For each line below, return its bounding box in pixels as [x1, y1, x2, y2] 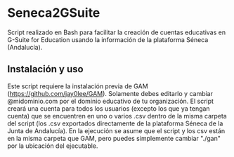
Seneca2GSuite [7, 5, 100, 21]
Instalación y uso [7, 63, 84, 75]
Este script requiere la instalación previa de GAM [7, 82, 149, 90]
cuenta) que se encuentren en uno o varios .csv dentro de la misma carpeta [7, 111, 227, 120]
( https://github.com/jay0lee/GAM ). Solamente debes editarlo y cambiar [7, 89, 213, 97]
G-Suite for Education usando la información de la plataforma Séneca [7, 35, 209, 43]
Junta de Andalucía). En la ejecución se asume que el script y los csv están [7, 126, 226, 135]
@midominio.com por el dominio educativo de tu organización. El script [7, 97, 214, 105]
